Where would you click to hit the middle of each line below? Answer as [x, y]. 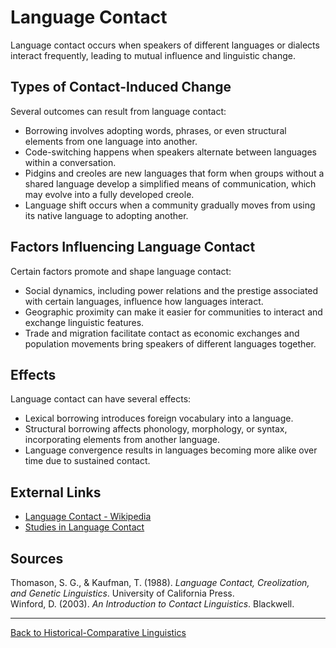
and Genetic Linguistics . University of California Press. [122, 593]
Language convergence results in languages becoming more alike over [171, 450]
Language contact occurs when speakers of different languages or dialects [165, 45]
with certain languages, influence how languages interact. [144, 301]
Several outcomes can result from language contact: [118, 111]
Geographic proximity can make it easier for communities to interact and [173, 312]
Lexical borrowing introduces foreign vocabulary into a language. [159, 418]
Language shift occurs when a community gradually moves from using [170, 205]
